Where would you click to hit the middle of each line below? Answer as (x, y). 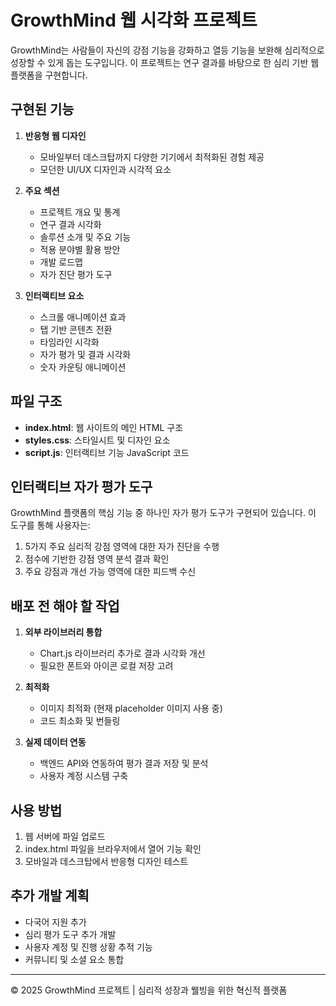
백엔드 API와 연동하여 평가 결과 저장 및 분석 (124, 763)
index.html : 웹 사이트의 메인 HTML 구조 (104, 427)
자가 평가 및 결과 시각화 (85, 354)
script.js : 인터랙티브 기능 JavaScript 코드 (107, 452)
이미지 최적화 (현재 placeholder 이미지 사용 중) (131, 708)
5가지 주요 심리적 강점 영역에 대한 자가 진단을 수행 (122, 547)
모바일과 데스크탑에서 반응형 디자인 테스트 (106, 861)
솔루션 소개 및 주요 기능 (85, 237)
